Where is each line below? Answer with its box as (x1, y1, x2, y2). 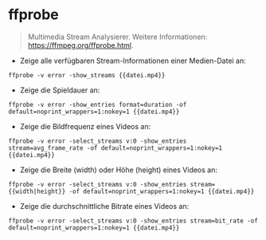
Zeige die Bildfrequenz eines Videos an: (19, 121, 151, 131)
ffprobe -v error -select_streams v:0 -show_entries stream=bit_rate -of (8, 217, 259, 225)
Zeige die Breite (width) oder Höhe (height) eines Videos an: (19, 165, 217, 175)
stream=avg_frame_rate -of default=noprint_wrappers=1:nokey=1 (8, 144, 223, 152)
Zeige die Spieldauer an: (19, 85, 100, 95)
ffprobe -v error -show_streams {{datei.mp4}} (8, 71, 166, 79)
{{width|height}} (8, 187, 66, 195)
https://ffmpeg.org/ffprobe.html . (27, 40, 134, 49)
